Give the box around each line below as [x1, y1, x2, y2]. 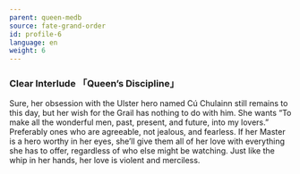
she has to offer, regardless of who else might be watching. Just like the [9, 145, 275, 156]
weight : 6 [9, 46, 47, 55]
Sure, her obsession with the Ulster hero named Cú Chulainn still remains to [9, 98, 288, 109]
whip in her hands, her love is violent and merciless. [9, 155, 201, 166]
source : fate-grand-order [9, 21, 106, 30]
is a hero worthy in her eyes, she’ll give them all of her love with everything [9, 136, 285, 147]
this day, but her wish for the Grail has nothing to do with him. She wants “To [9, 108, 292, 119]
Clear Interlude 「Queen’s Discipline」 [9, 78, 179, 90]
